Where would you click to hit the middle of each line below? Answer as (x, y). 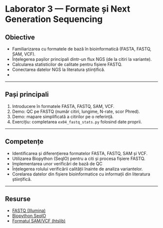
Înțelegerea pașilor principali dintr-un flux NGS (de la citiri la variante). (82, 59)
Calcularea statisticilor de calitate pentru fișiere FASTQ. (67, 64)
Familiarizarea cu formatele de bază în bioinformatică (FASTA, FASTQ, (82, 49)
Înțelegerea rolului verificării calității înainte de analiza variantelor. (77, 169)
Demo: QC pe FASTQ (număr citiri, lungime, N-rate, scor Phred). (76, 111)
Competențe (24, 142)
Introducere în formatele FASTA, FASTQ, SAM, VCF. (63, 106)
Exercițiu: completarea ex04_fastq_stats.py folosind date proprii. (77, 122)
